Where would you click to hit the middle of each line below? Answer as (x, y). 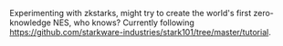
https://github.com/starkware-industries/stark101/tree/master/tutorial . (140, 32)
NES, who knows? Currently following (124, 23)
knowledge (31, 23)
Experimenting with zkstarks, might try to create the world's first (131, 13)
